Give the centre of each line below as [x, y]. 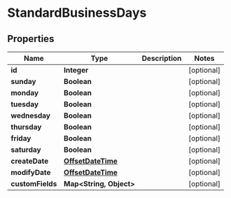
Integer [76, 70]
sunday [23, 82]
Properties [31, 39]
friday [21, 138]
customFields [34, 184]
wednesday [31, 115]
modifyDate [31, 172]
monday [25, 93]
